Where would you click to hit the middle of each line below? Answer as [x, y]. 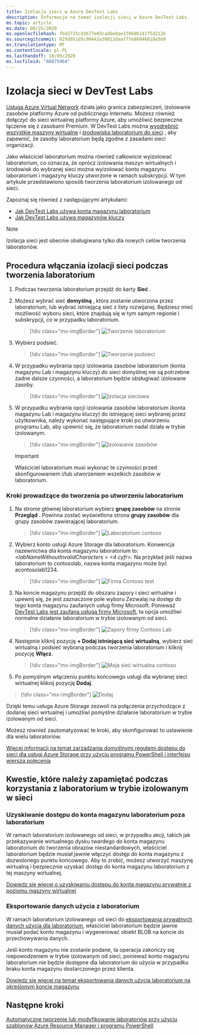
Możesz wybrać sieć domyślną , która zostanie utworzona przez [94, 301]
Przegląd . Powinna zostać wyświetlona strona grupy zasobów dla [97, 515]
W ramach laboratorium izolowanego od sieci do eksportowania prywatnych [99, 919]
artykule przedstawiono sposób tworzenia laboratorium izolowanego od [94, 182]
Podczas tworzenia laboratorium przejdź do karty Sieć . [83, 290]
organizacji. [20, 145]
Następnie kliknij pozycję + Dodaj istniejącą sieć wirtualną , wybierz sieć [104, 641]
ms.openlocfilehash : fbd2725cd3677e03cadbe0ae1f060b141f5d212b [86, 34]
